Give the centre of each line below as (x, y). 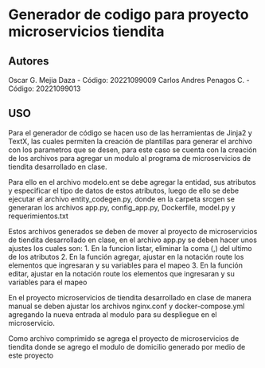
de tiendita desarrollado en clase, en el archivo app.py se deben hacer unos (132, 240)
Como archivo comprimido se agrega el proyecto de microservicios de (124, 338)
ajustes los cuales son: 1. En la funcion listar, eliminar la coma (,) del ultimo (130, 248)
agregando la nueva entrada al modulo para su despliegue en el (113, 314)
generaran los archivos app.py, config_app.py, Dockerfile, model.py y (122, 207)
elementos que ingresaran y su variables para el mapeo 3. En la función (125, 265)
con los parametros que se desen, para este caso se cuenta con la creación (132, 150)
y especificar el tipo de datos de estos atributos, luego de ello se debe (124, 190)
